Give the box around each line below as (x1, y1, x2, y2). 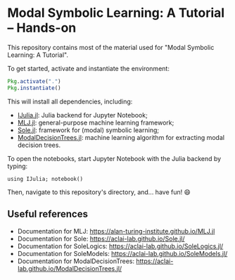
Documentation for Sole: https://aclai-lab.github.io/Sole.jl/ (17, 234, 185, 243)
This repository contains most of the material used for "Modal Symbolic (7, 43, 215, 51)
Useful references (7, 208, 88, 220)
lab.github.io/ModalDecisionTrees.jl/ (17, 264, 122, 272)
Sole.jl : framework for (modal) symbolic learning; (17, 125, 160, 134)
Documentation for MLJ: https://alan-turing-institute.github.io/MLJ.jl (17, 227, 215, 235)
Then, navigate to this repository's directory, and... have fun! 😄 (7, 188, 191, 196)
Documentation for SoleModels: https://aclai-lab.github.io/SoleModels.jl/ (17, 249, 228, 257)
